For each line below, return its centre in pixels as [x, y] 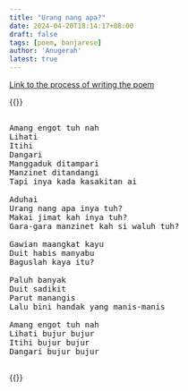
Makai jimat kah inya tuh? [68, 217]
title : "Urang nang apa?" [57, 17]
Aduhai [24, 199]
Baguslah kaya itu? [52, 262]
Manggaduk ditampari [55, 163]
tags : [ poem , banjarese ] [56, 42]
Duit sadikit [38, 289]
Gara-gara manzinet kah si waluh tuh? [94, 226]
